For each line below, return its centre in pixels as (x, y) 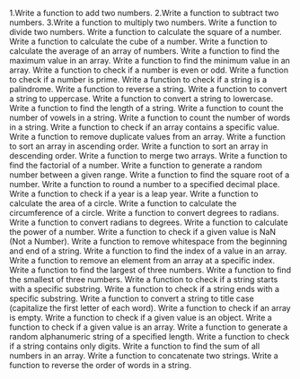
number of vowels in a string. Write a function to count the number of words (150, 117)
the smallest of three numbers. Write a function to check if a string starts (144, 280)
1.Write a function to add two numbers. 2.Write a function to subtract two (144, 13)
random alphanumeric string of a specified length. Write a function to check (150, 336)
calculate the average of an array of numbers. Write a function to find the (145, 51)
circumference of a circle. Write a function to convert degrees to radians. (144, 213)
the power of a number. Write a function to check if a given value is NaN (143, 232)
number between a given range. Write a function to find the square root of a (150, 175)
